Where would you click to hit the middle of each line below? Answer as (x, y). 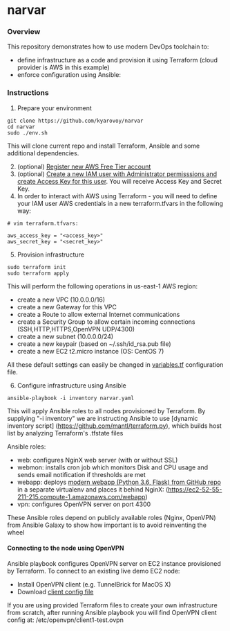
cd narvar (21, 127)
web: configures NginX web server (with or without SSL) (97, 460)
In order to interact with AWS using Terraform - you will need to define (117, 196)
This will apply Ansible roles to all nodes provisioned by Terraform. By (106, 410)
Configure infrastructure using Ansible (71, 385)
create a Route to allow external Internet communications (98, 314)
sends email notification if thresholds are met (82, 474)
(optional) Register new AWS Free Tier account (84, 166)
